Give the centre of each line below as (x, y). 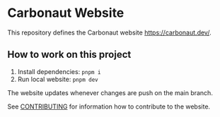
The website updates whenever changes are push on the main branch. (110, 92)
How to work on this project (69, 55)
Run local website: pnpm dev (58, 79)
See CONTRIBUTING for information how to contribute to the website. (109, 106)
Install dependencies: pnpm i (59, 71)
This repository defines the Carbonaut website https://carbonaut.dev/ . (109, 32)
